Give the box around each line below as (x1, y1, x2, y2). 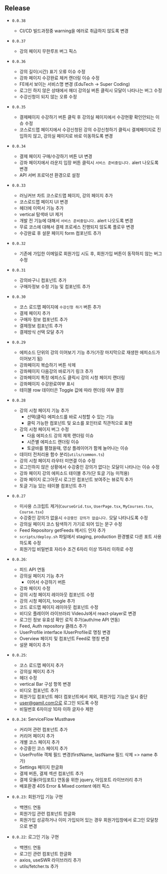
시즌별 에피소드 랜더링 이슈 (26, 439, 79, 445)
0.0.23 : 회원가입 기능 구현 (11, 793, 63, 800)
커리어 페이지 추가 (19, 732, 54, 738)
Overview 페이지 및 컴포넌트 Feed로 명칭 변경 (19, 635, 109, 642)
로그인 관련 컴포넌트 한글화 (19, 850, 72, 856)
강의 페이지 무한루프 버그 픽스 (19, 48, 77, 54)
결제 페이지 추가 (19, 310, 50, 316)
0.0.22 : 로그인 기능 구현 (11, 833, 59, 840)
